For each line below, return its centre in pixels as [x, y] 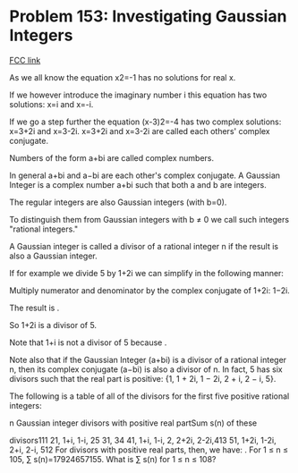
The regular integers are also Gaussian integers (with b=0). [118, 202]
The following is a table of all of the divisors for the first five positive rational [149, 396]
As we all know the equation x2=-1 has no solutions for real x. [123, 77]
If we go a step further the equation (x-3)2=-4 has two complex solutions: [145, 122]
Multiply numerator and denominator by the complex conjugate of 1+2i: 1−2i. [150, 290]
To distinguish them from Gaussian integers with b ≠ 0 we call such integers [149, 219]
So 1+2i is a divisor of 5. [53, 325]
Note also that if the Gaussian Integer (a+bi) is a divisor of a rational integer [148, 359]
